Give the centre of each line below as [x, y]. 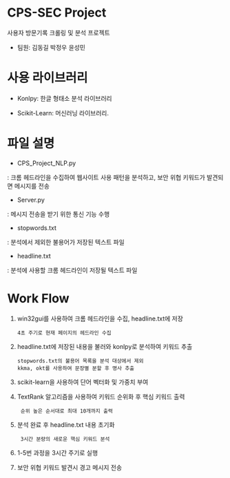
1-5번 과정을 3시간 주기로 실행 [57, 452]
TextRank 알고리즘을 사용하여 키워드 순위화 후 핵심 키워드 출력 [101, 396]
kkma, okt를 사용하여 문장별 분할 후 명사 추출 [76, 368]
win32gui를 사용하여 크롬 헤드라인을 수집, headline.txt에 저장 [100, 318]
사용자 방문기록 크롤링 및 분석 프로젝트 [59, 32]
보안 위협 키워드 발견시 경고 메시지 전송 [70, 467]
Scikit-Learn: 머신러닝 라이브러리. [63, 113]
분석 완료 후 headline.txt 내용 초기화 [66, 424]
